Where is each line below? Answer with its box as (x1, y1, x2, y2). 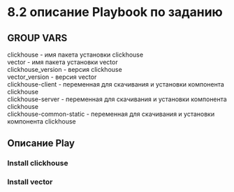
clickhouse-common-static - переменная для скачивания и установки (7, 110, 215, 118)
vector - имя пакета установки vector (7, 58, 118, 66)
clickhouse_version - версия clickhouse (7, 66, 122, 73)
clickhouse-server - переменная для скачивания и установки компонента (7, 95, 227, 103)
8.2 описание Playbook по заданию (7, 4, 224, 20)
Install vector (7, 177, 53, 187)
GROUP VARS (7, 32, 68, 44)
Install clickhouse (7, 158, 68, 168)
